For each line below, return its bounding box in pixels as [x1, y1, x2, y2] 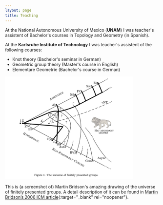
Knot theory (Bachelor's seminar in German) [12, 56, 101, 62]
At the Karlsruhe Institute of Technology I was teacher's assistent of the [5, 41, 152, 47]
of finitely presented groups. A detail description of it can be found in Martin [5, 189, 158, 195]
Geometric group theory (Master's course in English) [12, 61, 119, 67]
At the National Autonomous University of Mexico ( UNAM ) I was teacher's [5, 27, 154, 33]
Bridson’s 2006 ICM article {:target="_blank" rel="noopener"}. [5, 194, 129, 200]
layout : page [5, 8, 32, 13]
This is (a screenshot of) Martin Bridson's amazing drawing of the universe [5, 184, 156, 189]
